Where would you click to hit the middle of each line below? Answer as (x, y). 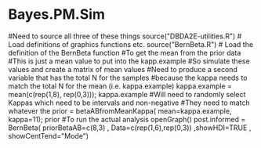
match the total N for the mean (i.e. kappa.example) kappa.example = (120, 86)
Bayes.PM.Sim (57, 14)
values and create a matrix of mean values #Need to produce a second (123, 69)
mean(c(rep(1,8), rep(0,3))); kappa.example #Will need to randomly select (127, 94)
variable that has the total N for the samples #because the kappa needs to (128, 78)
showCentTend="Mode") (48, 135)
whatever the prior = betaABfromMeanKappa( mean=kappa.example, (120, 110)
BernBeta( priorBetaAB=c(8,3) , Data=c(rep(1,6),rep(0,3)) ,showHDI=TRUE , (130, 128)
